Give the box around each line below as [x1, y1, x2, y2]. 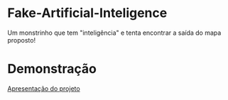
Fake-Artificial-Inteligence [7, 5, 168, 21]
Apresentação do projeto [7, 84, 80, 93]
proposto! [7, 35, 36, 44]
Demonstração [7, 61, 97, 77]
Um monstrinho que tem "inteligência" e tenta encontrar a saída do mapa [7, 28, 222, 37]
